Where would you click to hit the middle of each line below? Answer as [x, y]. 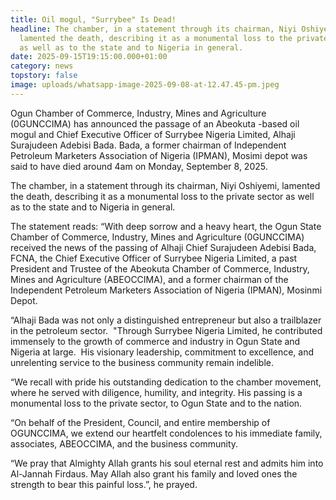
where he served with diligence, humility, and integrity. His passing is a [156, 392]
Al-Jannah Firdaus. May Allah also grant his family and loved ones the [154, 473]
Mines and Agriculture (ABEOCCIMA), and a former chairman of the [149, 279]
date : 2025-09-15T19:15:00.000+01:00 [89, 57]
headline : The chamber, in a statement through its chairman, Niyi [154, 29]
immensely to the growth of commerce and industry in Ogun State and [155, 341]
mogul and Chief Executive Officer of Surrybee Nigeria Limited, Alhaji [153, 134]
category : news [42, 66]
